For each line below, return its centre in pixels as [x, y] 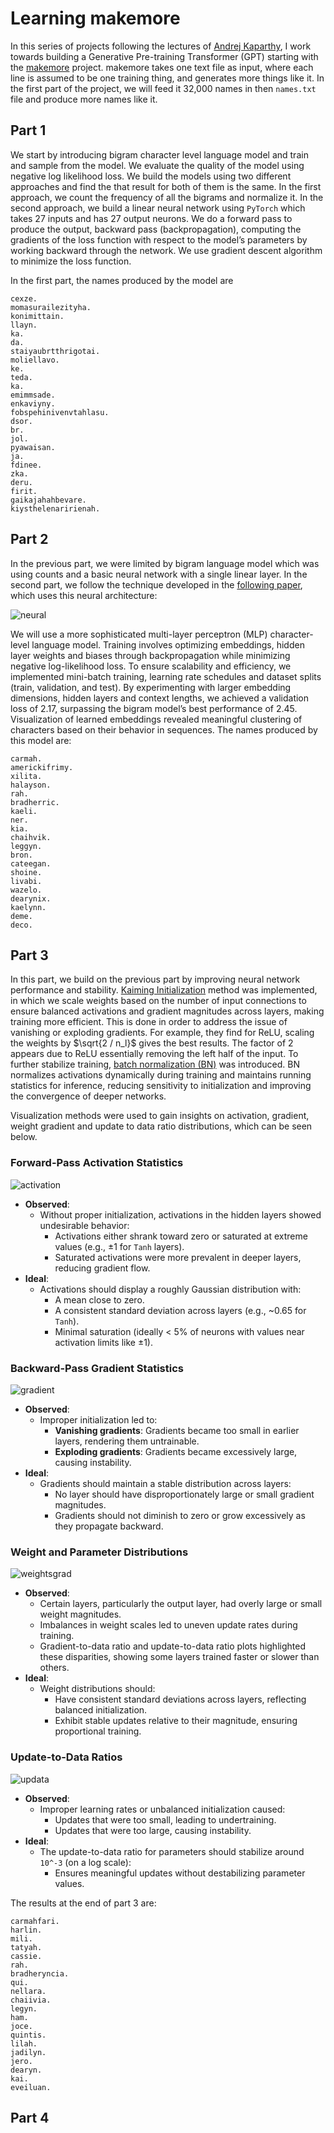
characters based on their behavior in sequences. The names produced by [164, 729]
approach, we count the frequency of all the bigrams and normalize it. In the [167, 197]
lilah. [24, 2043]
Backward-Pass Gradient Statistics [97, 1368]
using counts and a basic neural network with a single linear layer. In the [159, 574]
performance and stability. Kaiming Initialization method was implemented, [164, 990]
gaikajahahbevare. [48, 500]
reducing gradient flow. [102, 1268]
